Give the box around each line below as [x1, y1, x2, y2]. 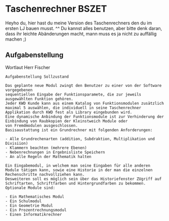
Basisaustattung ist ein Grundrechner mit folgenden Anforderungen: [5, 128, 153, 133]
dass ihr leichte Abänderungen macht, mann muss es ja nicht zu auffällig [5, 30, 157, 37]
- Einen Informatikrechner [5, 212, 62, 217]
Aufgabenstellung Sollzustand [5, 74, 69, 79]
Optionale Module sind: [5, 185, 56, 191]
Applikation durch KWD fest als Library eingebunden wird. [5, 110, 133, 115]
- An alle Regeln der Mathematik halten [5, 154, 92, 159]
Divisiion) [5, 141, 28, 146]
